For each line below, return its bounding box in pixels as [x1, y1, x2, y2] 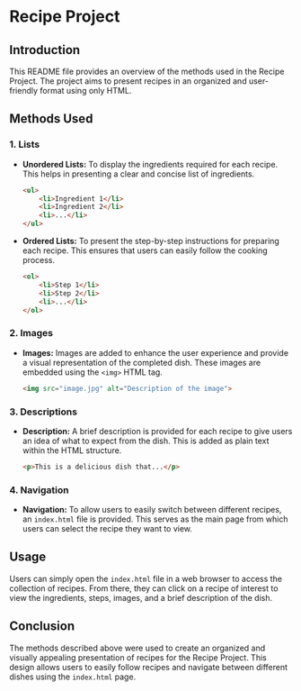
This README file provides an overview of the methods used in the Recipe [9, 66, 285, 77]
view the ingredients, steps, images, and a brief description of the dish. [9, 592, 273, 603]
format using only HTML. [40, 86, 132, 95]
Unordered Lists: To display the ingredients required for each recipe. [22, 159, 279, 169]
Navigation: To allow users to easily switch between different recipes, [22, 505, 282, 515]
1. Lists [9, 138, 40, 150]
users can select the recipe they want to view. [22, 523, 193, 534]
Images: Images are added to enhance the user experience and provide [22, 347, 289, 358]
